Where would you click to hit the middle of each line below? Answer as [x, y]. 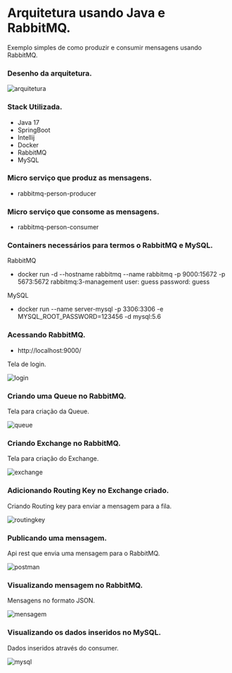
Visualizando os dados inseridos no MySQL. [84, 633]
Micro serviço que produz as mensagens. [80, 178]
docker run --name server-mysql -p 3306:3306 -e [90, 309]
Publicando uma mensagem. [57, 538]
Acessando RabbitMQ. [46, 335]
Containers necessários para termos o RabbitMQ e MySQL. [110, 245]
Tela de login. [27, 364]
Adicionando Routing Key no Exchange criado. [88, 490]
